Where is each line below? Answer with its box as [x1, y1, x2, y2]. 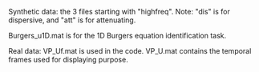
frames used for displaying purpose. [8, 55, 128, 64]
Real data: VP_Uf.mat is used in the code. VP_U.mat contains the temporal [8, 46, 252, 55]
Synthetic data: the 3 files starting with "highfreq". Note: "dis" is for [8, 7, 230, 16]
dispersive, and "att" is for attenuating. [8, 15, 136, 25]
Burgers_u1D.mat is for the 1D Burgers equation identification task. [8, 31, 227, 40]
